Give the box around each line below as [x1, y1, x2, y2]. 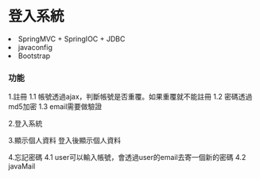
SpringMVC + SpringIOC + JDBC [18, 33, 126, 44]
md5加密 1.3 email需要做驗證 [8, 102, 103, 111]
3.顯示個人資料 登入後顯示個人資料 [8, 136, 122, 146]
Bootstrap [18, 51, 51, 60]
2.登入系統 [8, 119, 43, 128]
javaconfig [18, 42, 53, 52]
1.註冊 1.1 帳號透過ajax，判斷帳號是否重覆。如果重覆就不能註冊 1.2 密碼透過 [8, 92, 253, 102]
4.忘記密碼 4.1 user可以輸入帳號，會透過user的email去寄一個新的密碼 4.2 [8, 153, 246, 162]
